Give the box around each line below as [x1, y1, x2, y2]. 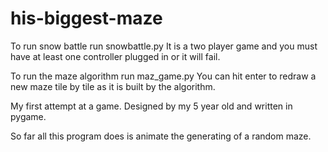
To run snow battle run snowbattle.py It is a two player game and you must [10, 40, 318, 52]
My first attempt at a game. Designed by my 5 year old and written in [10, 100, 293, 112]
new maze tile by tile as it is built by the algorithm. [10, 80, 216, 92]
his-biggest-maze [10, 7, 163, 30]
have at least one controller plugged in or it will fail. [10, 50, 221, 62]
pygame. [10, 110, 47, 122]
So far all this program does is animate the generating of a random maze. [10, 130, 312, 142]
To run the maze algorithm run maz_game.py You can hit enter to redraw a [10, 70, 317, 82]
